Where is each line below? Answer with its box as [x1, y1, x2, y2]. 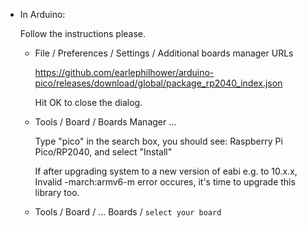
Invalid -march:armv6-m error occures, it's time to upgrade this [34, 176, 296, 188]
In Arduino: [19, 9, 66, 20]
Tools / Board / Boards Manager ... [34, 116, 177, 128]
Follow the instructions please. [19, 28, 147, 39]
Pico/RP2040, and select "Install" [34, 146, 173, 158]
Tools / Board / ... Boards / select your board [34, 206, 222, 218]
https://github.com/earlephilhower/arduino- [34, 67, 215, 78]
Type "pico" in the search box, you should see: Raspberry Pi [34, 135, 283, 147]
